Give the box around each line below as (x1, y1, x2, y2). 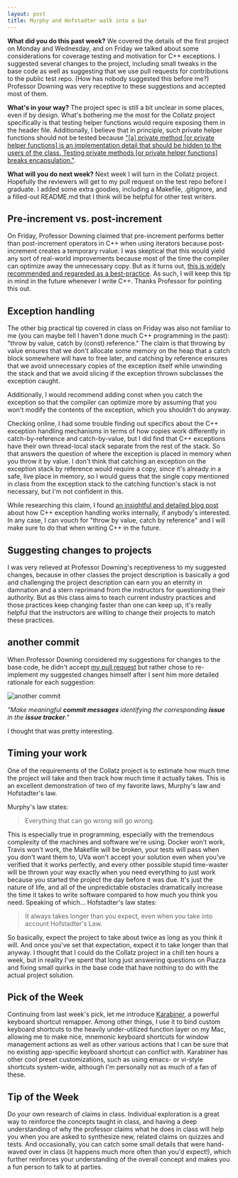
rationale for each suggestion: (7, 677, 95, 686)
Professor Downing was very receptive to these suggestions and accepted (7, 82, 226, 90)
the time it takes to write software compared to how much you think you (7, 890, 218, 899)
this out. (7, 285, 31, 293)
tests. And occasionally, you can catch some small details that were (7, 1140, 205, 1149)
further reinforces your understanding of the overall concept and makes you (7, 1155, 230, 1164)
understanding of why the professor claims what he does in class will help (7, 1125, 225, 1133)
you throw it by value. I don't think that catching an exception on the (7, 457, 207, 466)
